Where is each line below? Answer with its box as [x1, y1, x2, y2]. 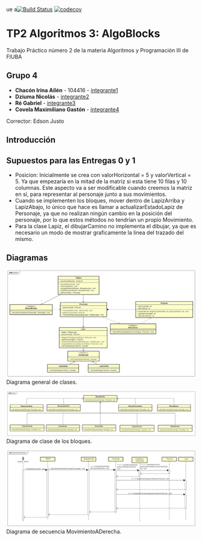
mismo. [14, 235, 34, 242]
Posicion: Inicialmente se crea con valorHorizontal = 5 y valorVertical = [14, 171, 192, 178]
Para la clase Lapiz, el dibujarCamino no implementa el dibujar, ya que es [14, 222, 197, 230]
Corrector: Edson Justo [6, 117, 65, 125]
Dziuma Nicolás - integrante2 [14, 93, 89, 100]
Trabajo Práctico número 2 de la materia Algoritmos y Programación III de [6, 46, 189, 54]
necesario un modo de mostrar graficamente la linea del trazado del [14, 229, 184, 236]
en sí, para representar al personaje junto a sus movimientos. [14, 190, 167, 198]
